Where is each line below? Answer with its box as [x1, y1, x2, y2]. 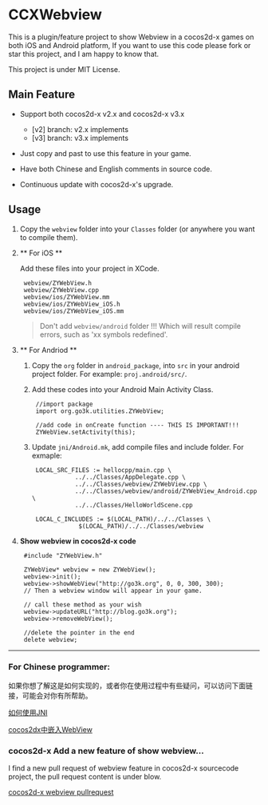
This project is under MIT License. [8, 64, 121, 74]
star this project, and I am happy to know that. [8, 49, 160, 58]
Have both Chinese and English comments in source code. [19, 164, 213, 174]
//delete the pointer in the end [23, 628, 135, 637]
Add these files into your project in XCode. [19, 263, 160, 273]
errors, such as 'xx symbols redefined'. [39, 330, 168, 339]
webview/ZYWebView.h [23, 278, 92, 287]
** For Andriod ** [19, 345, 77, 354]
